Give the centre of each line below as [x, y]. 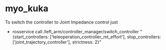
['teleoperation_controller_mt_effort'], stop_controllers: [105, 37]
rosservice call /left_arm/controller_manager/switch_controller [76, 31]
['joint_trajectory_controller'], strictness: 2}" [57, 42]
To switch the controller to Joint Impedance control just [61, 22]
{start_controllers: [30, 37]
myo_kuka [27, 9]
